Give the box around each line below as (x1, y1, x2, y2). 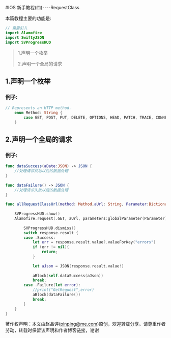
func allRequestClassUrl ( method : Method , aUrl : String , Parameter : (5, 201, 149, 207)
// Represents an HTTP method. (5, 105, 72, 111)
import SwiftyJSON (5, 35, 44, 40)
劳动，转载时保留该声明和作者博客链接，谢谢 (5, 327, 99, 333)
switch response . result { (23, 230, 79, 235)
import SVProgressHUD (5, 40, 51, 45)
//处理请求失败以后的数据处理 (14, 187, 69, 193)
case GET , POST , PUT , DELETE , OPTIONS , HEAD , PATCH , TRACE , (23, 115, 154, 120)
